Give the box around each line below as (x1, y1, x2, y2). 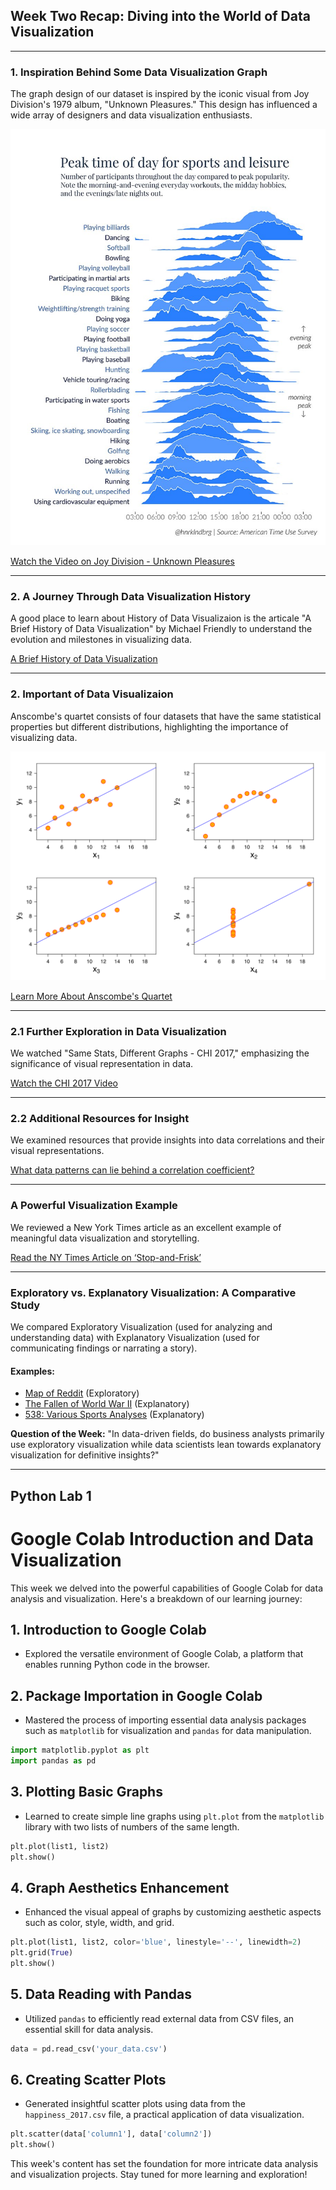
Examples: (10, 1365, 55, 1377)
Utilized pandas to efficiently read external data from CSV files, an (24, 2012, 295, 2024)
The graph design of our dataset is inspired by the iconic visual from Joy (10, 88, 310, 100)
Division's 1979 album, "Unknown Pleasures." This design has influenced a (10, 99, 318, 111)
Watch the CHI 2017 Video (10, 1077, 118, 1089)
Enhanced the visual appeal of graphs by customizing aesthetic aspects (24, 1906, 322, 1918)
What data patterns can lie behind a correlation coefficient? (10, 1164, 255, 1176)
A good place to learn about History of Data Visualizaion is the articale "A (10, 612, 312, 624)
